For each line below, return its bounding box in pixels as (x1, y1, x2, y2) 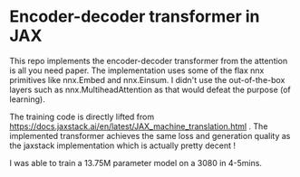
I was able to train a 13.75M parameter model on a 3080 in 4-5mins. (9, 157, 263, 168)
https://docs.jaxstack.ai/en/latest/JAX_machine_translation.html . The (9, 120, 268, 132)
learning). (9, 93, 45, 105)
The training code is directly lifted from (9, 111, 155, 122)
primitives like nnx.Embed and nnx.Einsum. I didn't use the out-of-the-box (9, 74, 285, 85)
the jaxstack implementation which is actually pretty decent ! (9, 140, 236, 151)
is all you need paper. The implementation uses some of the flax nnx (9, 65, 265, 76)
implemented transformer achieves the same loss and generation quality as (9, 130, 291, 141)
